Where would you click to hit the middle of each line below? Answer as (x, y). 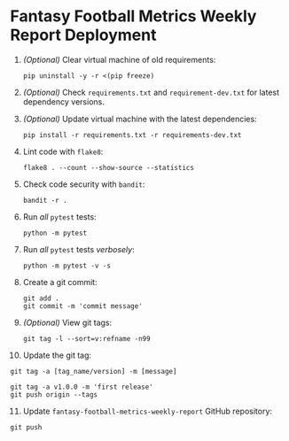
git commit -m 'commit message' (82, 306)
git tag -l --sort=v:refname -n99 (86, 338)
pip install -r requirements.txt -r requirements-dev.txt (132, 135)
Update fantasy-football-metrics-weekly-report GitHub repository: (148, 411)
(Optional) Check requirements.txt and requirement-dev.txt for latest (151, 92)
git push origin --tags (54, 395)
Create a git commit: (60, 282)
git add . (41, 298)
